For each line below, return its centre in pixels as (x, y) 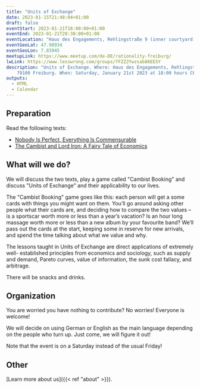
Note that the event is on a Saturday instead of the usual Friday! (84, 346)
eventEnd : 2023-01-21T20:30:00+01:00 (53, 34)
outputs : (17, 78)
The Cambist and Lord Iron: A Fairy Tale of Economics (81, 146)
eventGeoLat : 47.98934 (34, 45)
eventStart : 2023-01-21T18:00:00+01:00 (56, 28)
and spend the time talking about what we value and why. (77, 235)
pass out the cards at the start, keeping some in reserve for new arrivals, (95, 229)
